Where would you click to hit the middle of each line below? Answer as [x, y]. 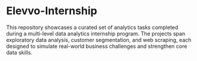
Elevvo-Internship [52, 11]
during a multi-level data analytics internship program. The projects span [96, 33]
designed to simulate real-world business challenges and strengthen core [97, 46]
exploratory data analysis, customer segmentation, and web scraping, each [99, 40]
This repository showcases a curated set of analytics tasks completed [92, 27]
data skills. [19, 52]
